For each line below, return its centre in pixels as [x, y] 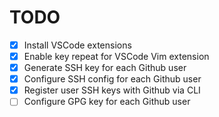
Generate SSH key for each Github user [105, 68]
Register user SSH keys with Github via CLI [112, 90]
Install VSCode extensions [77, 45]
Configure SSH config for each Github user [112, 79]
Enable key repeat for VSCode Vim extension [116, 56]
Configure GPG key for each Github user [107, 102]
